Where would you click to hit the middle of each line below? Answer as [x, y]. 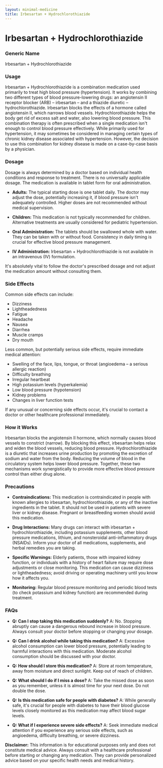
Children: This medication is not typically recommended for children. [81, 217]
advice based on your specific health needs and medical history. [70, 760]
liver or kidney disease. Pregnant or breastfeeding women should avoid [83, 513]
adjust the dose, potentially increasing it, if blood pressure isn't [75, 197]
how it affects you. [31, 578]
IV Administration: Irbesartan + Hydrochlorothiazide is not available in [82, 251]
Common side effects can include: [39, 294]
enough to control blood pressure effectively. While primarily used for [75, 128]
